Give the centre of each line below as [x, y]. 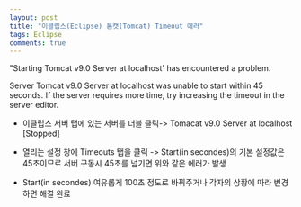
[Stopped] [41, 134]
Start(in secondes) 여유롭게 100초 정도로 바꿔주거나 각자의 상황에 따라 [147, 183]
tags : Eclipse [36, 34]
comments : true [38, 43]
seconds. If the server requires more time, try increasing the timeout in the [147, 95]
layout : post [34, 18]
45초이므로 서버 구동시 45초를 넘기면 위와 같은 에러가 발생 [124, 164]
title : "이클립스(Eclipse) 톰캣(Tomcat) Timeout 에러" [106, 26]
